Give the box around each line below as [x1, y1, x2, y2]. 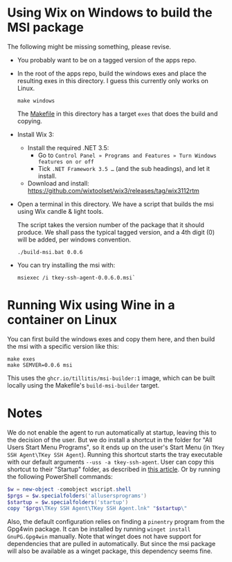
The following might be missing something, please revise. [7, 42, 172, 51]
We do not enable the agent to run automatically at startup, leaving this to [7, 428, 217, 437]
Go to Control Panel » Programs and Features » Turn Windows [37, 151, 217, 159]
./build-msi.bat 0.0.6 [17, 248, 83, 255]
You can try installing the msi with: [17, 261, 116, 269]
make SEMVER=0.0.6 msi [7, 361, 73, 368]
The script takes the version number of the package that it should [17, 220, 204, 229]
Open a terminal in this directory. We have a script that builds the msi [17, 199, 214, 208]
